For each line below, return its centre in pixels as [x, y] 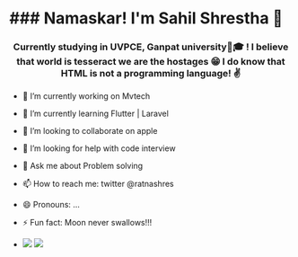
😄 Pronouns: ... [51, 205]
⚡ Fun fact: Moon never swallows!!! [87, 223]
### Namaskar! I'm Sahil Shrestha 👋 [146, 18]
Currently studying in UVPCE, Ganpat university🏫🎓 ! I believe [151, 47]
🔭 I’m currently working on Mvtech [86, 96]
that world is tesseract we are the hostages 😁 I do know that [151, 62]
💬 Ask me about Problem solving [83, 166]
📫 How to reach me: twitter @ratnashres [98, 184]
